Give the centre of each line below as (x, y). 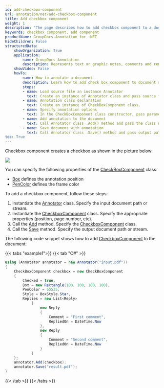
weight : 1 (15, 23)
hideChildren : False (26, 42)
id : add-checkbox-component (34, 10)
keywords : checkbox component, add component (52, 32)
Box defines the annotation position (48, 179)
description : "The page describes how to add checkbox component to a (78, 28)
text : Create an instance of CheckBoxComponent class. (83, 105)
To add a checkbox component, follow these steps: (57, 194)
